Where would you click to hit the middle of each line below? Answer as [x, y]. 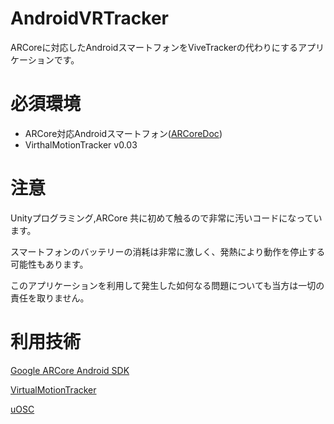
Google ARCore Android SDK [70, 370]
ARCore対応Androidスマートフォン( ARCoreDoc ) [123, 133]
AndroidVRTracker [89, 18]
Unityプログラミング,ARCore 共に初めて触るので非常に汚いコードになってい [166, 218]
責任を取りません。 [50, 298]
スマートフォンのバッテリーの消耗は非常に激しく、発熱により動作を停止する [168, 251]
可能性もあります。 [49, 264]
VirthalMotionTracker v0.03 [81, 144]
